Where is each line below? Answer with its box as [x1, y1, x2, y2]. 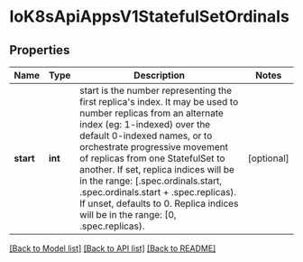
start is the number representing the [79, 84, 233, 97]
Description [133, 70, 186, 81]
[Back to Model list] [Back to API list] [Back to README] [9, 243, 216, 254]
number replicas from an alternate [79, 107, 224, 119]
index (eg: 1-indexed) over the [79, 118, 211, 130]
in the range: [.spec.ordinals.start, [79, 174, 223, 187]
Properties [9, 42, 70, 58]
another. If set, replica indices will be [79, 164, 234, 175]
